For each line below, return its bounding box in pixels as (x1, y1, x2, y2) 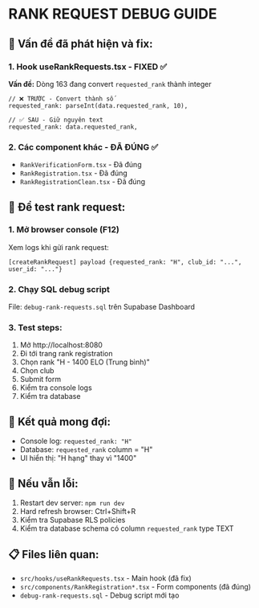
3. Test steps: (8, 322, 63, 334)
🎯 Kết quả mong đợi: (8, 415, 111, 429)
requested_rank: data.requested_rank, (8, 122, 138, 131)
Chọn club (19, 366, 55, 376)
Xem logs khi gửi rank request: (8, 242, 110, 252)
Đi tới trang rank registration (19, 349, 113, 359)
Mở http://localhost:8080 (19, 340, 103, 350)
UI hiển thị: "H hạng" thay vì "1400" (19, 454, 137, 463)
